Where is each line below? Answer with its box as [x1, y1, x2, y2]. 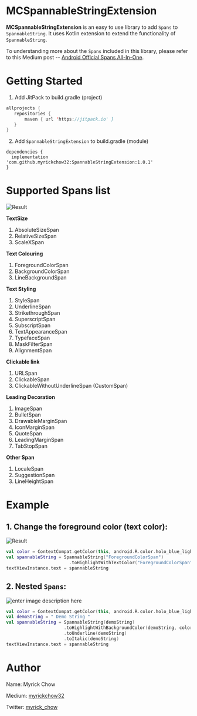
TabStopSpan [14, 442, 48, 449]
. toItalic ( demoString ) [63, 635, 119, 642]
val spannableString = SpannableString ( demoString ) [6, 620, 135, 625]
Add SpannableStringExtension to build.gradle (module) [14, 138, 149, 145]
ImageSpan [14, 405, 43, 412]
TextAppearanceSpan [14, 328, 67, 335]
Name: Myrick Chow [6, 681, 56, 688]
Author [6, 661, 41, 674]
